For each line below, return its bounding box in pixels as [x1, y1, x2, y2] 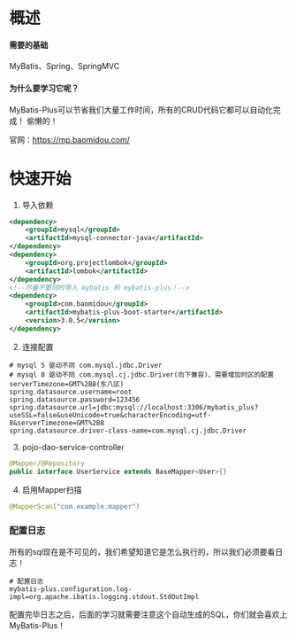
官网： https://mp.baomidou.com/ [9, 134, 130, 144]
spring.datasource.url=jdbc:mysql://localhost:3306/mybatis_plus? [9, 402, 259, 412]
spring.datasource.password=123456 [9, 395, 140, 404]
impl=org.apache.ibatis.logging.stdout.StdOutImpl [9, 592, 200, 601]
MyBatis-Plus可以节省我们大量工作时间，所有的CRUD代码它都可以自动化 [9, 104, 274, 115]
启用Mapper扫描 [21, 484, 82, 495]
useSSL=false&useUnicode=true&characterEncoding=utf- [9, 410, 212, 419]
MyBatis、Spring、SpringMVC [9, 61, 120, 72]
